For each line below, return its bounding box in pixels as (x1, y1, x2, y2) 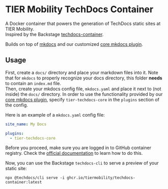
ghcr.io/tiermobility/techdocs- (67, 175, 136, 180)
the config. (5, 102, 28, 108)
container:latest (5, 180, 42, 185)
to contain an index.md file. (5, 80, 62, 86)
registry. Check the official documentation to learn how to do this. (5, 150, 143, 156)
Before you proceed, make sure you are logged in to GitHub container (5, 145, 152, 151)
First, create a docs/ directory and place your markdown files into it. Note (5, 69, 159, 75)
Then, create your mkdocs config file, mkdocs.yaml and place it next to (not (5, 86, 161, 92)
